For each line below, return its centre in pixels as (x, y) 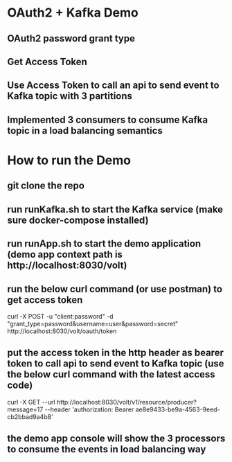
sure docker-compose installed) (78, 220)
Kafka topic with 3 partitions (70, 96)
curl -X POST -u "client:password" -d (60, 316)
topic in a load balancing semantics (85, 131)
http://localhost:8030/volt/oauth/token (62, 331)
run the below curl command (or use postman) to (115, 289)
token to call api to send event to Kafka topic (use (116, 364)
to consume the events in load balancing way (107, 449)
